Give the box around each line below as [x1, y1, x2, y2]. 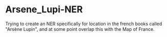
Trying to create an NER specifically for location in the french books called [5, 21, 162, 27]
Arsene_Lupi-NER [5, 4, 83, 15]
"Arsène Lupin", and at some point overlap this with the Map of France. [5, 26, 155, 32]
